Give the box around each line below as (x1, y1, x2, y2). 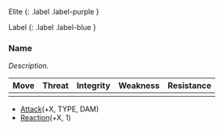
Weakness (118, 80, 160, 91)
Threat (42, 80, 69, 91)
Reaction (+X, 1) (19, 113, 71, 123)
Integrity (76, 80, 111, 91)
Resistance (167, 80, 212, 91)
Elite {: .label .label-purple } (8, 7, 99, 16)
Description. (8, 61, 49, 71)
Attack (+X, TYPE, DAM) (19, 104, 99, 114)
